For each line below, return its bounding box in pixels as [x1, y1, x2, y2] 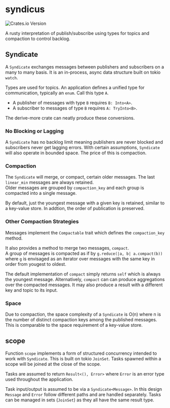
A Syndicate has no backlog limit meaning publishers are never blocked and [5, 139, 163, 145]
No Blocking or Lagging [5, 127, 64, 134]
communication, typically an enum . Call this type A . [5, 90, 109, 96]
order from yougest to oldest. [5, 261, 67, 267]
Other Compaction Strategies [5, 218, 79, 225]
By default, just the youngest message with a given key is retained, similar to [5, 200, 165, 206]
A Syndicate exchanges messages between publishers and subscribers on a [5, 63, 164, 70]
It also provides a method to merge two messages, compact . [5, 245, 130, 251]
